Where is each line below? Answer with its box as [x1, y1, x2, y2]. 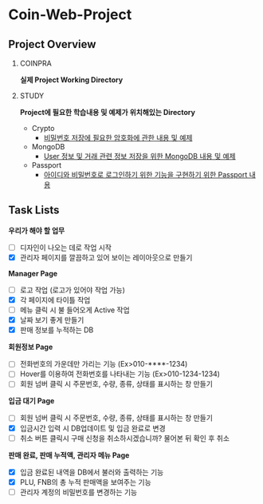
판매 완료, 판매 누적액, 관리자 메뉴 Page [8, 450, 130, 460]
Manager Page [8, 268, 58, 278]
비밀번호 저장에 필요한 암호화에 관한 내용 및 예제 [43, 133, 193, 142]
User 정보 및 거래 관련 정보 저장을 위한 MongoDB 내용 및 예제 [43, 152, 237, 161]
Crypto [31, 124, 55, 133]
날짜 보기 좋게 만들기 [19, 315, 84, 325]
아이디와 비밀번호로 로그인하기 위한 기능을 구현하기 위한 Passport [43, 170, 248, 179]
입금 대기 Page [8, 396, 55, 406]
